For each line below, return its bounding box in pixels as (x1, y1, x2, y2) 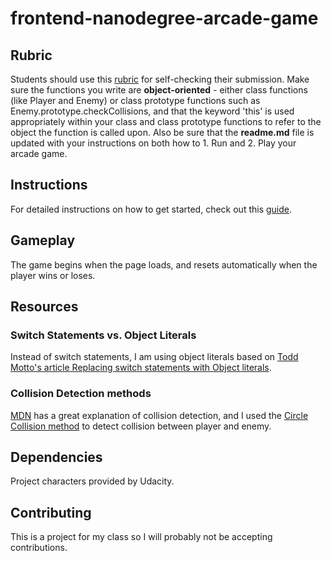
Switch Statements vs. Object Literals (10, 328, 197, 342)
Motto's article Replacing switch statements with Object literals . (10, 362, 272, 374)
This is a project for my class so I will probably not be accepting (10, 531, 273, 543)
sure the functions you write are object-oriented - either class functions (10, 84, 308, 96)
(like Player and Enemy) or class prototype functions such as (10, 95, 261, 106)
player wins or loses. (10, 269, 96, 281)
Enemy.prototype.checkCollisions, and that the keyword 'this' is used (10, 105, 295, 117)
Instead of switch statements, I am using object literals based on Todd (10, 351, 299, 363)
